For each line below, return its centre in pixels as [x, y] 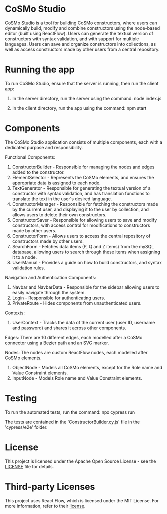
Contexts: [15, 313]
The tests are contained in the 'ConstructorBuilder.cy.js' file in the [73, 422]
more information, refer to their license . [45, 506]
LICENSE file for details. [30, 466]
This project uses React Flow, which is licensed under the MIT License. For [82, 500]
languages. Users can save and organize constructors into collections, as [81, 44]
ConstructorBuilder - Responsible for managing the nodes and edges [83, 167]
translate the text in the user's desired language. [62, 199]
